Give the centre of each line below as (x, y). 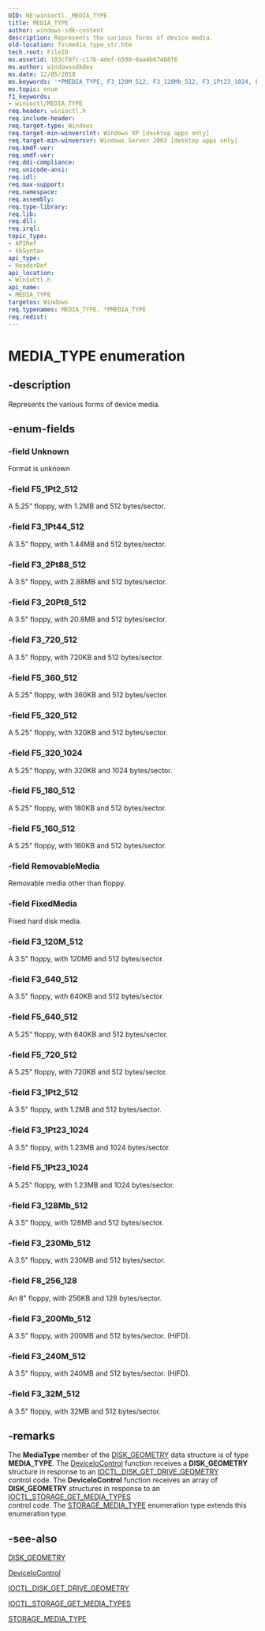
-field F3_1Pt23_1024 (49, 1130)
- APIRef (22, 244)
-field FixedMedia (43, 904)
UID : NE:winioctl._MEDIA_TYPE (58, 15)
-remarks (32, 1436)
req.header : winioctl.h (47, 111)
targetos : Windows (38, 302)
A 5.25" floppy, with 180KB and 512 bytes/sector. (88, 808)
